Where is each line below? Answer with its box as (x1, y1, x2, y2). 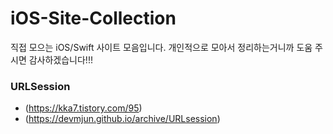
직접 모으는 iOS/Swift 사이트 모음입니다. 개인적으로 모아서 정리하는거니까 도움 (10, 41, 313, 53)
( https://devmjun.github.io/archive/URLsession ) (24, 113, 221, 125)
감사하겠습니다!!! (28, 53, 93, 66)
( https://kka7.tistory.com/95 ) (24, 102, 143, 114)
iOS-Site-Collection (10, 7, 177, 30)
